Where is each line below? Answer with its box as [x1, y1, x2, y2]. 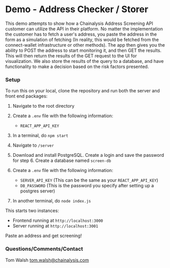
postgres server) [20, 188, 55, 194]
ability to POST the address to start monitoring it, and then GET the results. [5, 47, 161, 53]
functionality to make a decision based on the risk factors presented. [5, 63, 149, 70]
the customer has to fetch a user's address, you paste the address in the [5, 31, 157, 37]
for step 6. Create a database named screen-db [12, 157, 112, 163]
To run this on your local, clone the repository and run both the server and [5, 88, 160, 94]
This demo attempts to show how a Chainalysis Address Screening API [5, 20, 153, 26]
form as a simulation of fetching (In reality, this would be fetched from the [5, 37, 159, 43]
